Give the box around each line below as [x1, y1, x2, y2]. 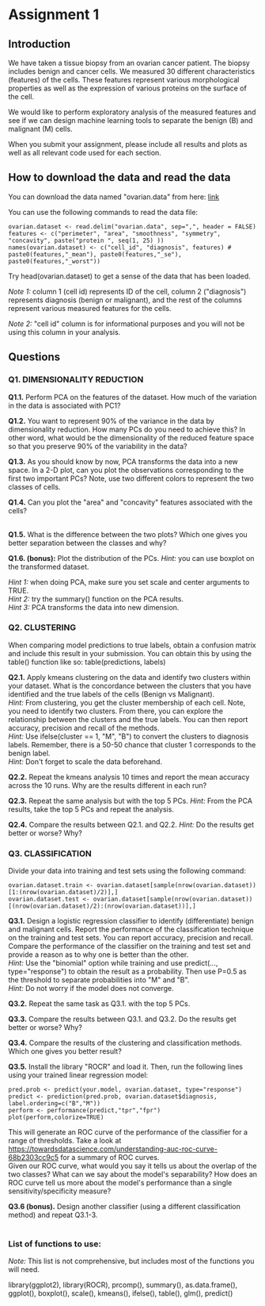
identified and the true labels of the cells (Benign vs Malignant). [8, 689, 215, 699]
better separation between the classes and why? [8, 538, 167, 547]
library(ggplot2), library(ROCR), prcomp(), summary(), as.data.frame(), [8, 1280, 238, 1290]
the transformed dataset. [8, 562, 89, 571]
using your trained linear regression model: [8, 1070, 149, 1080]
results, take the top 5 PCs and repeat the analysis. [8, 804, 174, 814]
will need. [8, 1265, 40, 1274]
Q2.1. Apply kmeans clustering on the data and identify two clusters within [8, 672, 251, 682]
